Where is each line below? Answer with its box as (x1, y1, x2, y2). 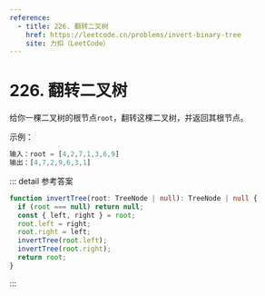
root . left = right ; (17, 219, 92, 228)
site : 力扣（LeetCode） (25, 38, 111, 48)
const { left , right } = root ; (17, 211, 136, 220)
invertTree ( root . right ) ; (17, 244, 112, 254)
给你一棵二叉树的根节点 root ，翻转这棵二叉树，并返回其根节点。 (9, 113, 249, 123)
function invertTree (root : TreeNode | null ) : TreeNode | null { (9, 193, 258, 202)
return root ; (17, 253, 67, 262)
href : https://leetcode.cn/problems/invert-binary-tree (25, 30, 242, 39)
